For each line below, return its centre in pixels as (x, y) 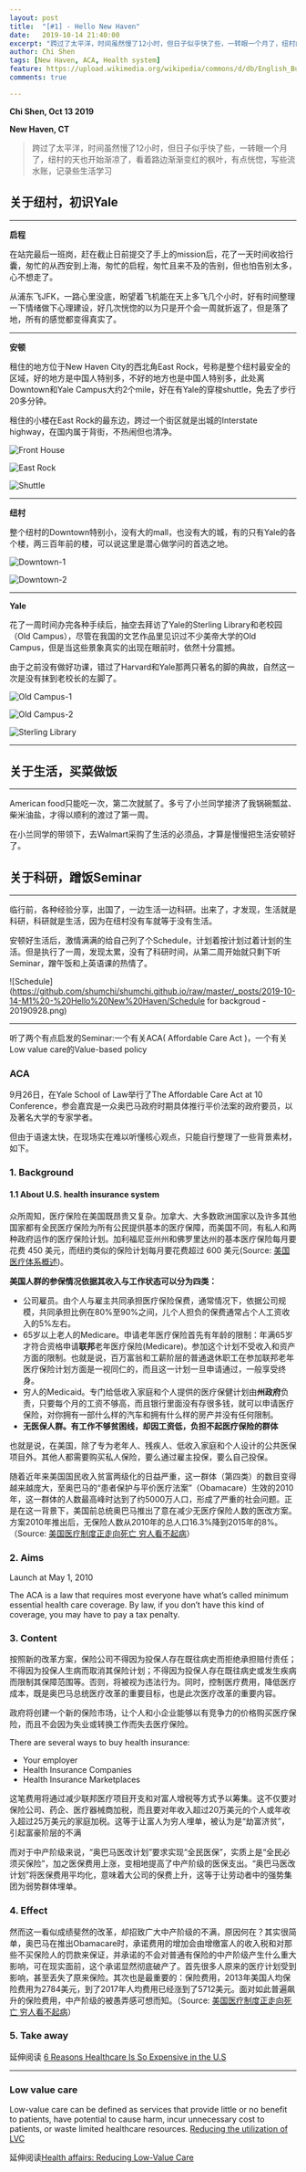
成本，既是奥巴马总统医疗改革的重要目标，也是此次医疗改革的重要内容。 (145, 1693)
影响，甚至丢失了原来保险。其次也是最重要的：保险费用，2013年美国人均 (146, 1977)
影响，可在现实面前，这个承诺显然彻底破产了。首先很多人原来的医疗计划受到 (153, 1966)
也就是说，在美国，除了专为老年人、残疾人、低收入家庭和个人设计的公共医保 (153, 1445)
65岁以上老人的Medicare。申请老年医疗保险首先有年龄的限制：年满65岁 (158, 1334)
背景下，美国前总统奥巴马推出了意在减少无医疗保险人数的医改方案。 (168, 1510)
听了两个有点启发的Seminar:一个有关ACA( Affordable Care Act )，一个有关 (148, 1039)
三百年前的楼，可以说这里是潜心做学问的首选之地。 (137, 543)
